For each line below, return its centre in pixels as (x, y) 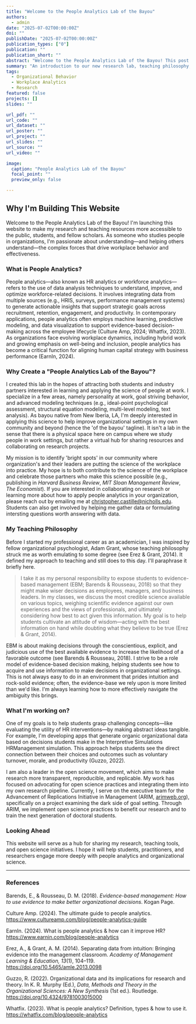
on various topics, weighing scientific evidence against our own (97, 603)
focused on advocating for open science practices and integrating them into (97, 784)
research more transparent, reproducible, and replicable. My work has (90, 778)
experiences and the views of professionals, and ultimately (91, 609)
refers (13, 288)
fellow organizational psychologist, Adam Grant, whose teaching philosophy (97, 548)
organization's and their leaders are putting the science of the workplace (94, 464)
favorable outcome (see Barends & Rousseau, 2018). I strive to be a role (92, 658)
